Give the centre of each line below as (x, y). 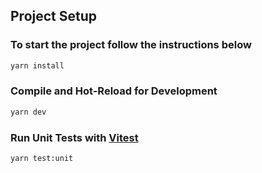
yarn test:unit (42, 159)
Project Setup (54, 16)
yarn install (37, 65)
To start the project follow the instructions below (131, 45)
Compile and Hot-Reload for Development (114, 91)
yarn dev (28, 112)
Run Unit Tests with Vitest (74, 137)
